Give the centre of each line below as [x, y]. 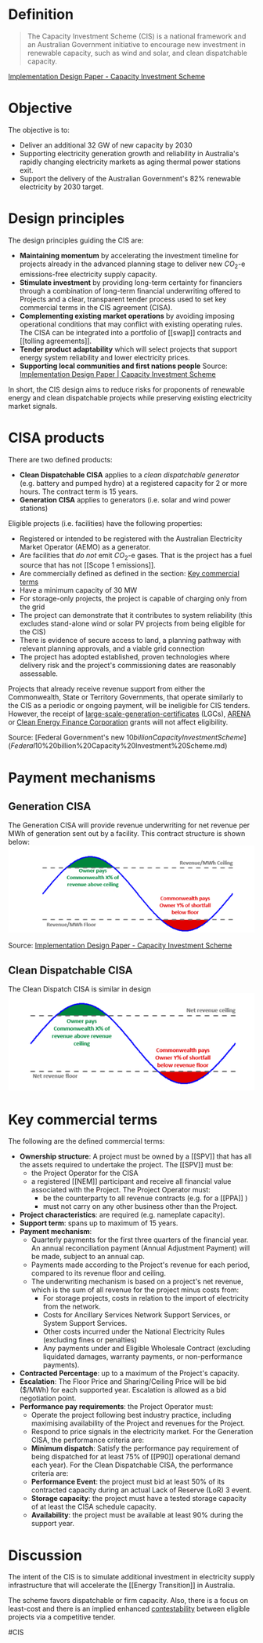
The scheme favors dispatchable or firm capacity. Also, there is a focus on [128, 1601]
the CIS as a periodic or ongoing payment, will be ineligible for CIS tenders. [129, 706]
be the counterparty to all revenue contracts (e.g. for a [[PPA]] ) [145, 1198]
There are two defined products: [60, 459]
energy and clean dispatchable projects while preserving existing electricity [130, 397]
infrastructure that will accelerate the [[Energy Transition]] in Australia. [122, 1585]
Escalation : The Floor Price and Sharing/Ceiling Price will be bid [123, 1382]
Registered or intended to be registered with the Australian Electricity [131, 539]
